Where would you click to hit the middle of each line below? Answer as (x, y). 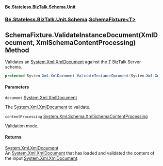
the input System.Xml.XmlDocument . (42, 158)
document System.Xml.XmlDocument (41, 98)
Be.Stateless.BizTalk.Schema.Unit (41, 7)
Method (17, 50)
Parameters (17, 87)
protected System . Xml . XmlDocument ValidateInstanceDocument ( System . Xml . (80, 76)
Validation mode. (22, 126)
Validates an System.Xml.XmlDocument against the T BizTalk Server (73, 62)
